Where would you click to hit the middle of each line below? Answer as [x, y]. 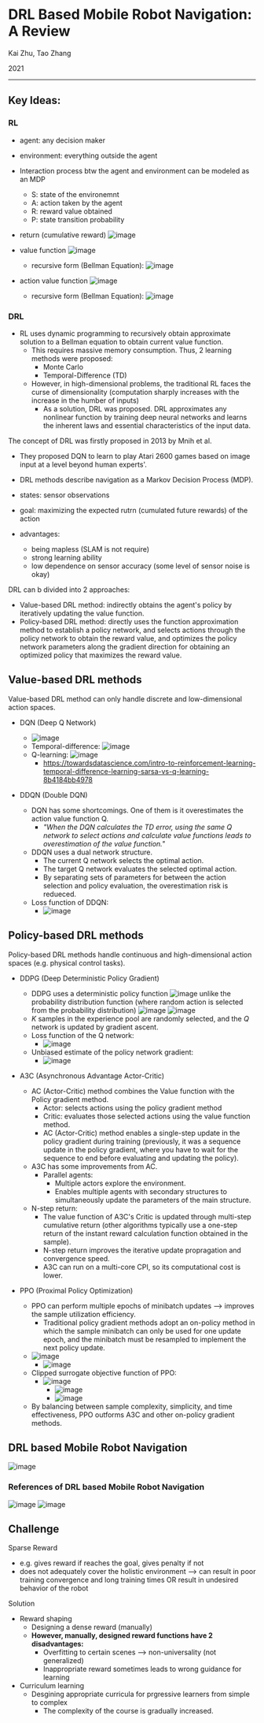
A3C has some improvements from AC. [94, 1166]
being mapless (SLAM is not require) [90, 549]
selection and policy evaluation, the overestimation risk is [136, 885]
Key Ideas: [35, 100]
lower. [53, 1275]
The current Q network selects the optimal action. [123, 860]
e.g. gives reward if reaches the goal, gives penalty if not [112, 1563]
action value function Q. [70, 818]
